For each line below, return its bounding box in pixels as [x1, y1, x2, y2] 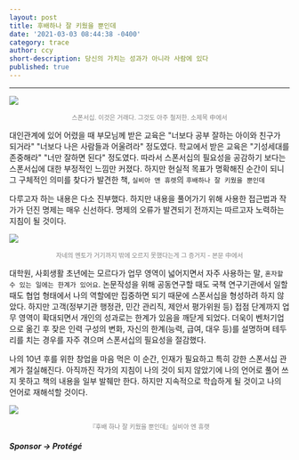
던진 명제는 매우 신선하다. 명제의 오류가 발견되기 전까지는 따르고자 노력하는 [25, 204, 285, 214]
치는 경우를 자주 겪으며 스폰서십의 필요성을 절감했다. [25, 335, 206, 345]
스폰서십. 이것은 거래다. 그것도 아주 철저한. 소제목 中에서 [71, 113, 228, 122]
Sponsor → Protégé [9, 441, 83, 452]
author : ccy [9, 46, 53, 55]
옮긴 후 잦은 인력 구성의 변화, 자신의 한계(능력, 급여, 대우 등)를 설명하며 [25, 323, 271, 334]
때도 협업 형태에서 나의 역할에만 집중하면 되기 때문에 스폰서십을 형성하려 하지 [9, 290, 276, 301]
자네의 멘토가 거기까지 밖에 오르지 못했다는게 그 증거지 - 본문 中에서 [56, 251, 243, 260]
